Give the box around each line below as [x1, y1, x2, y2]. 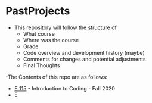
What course [23, 30, 55, 37]
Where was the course [23, 36, 79, 43]
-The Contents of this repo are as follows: [5, 73, 108, 80]
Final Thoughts [23, 61, 60, 69]
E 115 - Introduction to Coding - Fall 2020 [14, 85, 116, 92]
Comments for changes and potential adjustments [23, 55, 147, 63]
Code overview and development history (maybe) [23, 49, 145, 56]
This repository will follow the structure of [14, 24, 117, 31]
